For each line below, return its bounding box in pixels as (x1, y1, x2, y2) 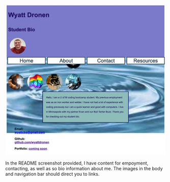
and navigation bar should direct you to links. (5, 171, 100, 177)
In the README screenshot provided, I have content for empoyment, (5, 160, 149, 166)
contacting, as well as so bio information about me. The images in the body (5, 166, 163, 171)
